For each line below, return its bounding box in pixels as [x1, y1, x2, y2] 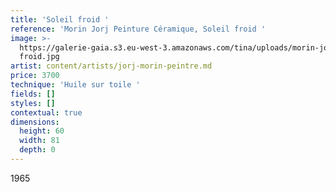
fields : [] [10, 89, 56, 99]
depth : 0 [19, 145, 56, 155]
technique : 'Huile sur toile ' [10, 80, 141, 90]
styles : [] [10, 98, 56, 108]
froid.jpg [19, 52, 60, 62]
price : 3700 [10, 71, 60, 81]
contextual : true [10, 107, 83, 118]
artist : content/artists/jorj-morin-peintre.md [10, 61, 213, 71]
